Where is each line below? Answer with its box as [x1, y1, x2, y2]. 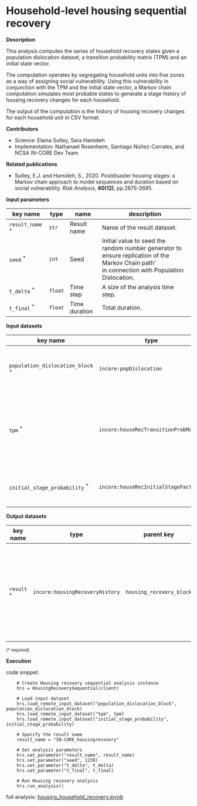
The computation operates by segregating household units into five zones [6, 71, 185, 78]
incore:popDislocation [98, 365, 162, 372]
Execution [6, 657, 31, 664]
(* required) [6, 647, 30, 653]
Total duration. [101, 303, 142, 312]
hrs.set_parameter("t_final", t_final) [16, 767, 114, 774]
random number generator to [101, 244, 182, 252]
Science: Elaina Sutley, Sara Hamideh [14, 136, 106, 143]
